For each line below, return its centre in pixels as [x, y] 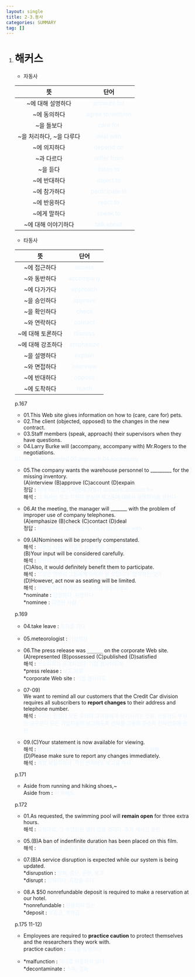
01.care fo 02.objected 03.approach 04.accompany [76, 459]
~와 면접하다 [40, 367]
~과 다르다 [49, 159]
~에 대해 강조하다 [40, 345]
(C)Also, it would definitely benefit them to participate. [89, 567]
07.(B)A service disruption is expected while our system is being [101, 860]
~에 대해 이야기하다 [49, 225]
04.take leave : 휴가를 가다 [54, 626]
